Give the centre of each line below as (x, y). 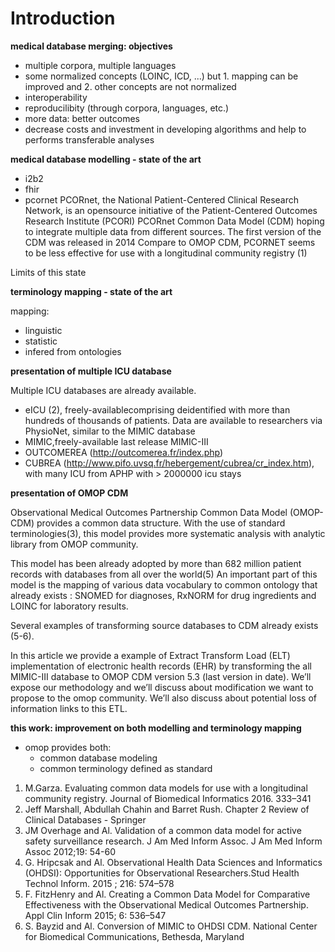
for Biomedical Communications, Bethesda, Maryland (134, 936)
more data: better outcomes (82, 118)
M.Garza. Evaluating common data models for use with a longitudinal (166, 788)
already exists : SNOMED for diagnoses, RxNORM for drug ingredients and (163, 595)
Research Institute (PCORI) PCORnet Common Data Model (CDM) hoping (174, 221)
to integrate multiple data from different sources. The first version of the (173, 231)
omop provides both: (68, 747)
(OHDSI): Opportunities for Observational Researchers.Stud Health (162, 873)
